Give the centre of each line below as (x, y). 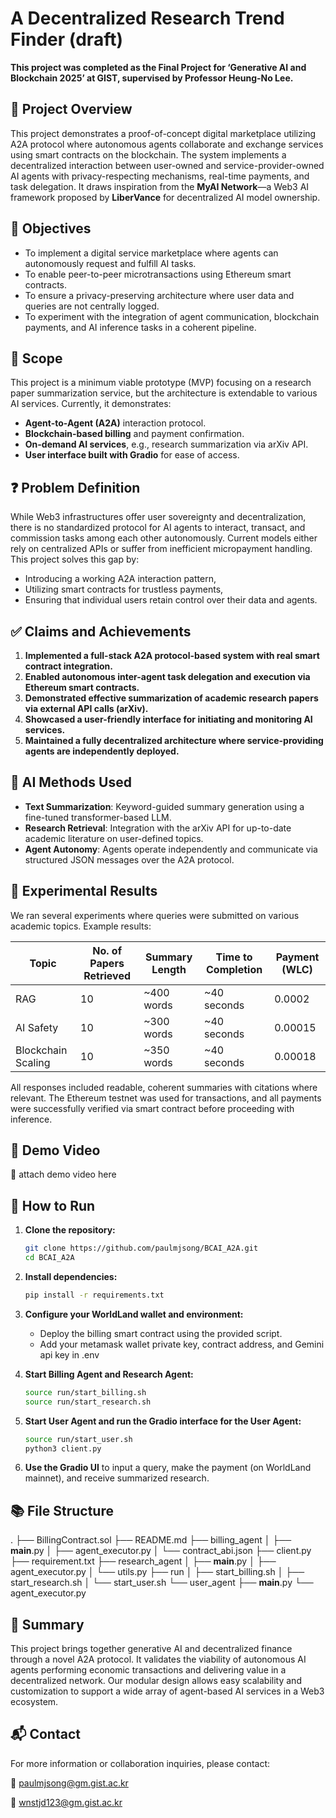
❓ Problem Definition (75, 487)
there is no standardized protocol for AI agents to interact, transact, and (158, 528)
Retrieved (107, 975)
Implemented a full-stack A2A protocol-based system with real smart (172, 655)
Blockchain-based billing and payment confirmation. (134, 434)
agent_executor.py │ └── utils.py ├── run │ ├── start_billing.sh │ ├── (157, 1572)
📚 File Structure (62, 1510)
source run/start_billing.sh (85, 1392)
